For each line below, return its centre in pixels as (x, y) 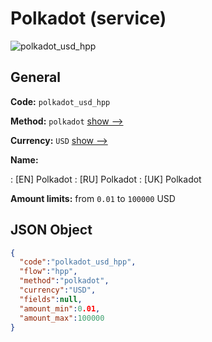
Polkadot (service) (88, 18)
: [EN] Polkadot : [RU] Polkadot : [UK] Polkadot (106, 179)
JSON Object (51, 230)
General (36, 77)
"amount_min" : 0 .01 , (60, 308)
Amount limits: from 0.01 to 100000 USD (93, 198)
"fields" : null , (51, 299)
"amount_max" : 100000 (62, 318)
